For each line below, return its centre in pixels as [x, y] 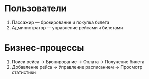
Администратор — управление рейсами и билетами [67, 27]
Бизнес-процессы [44, 48]
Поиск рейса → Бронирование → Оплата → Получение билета [78, 61]
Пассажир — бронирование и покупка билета [61, 22]
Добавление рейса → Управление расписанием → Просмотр [77, 67]
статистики [24, 72]
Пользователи [36, 9]
